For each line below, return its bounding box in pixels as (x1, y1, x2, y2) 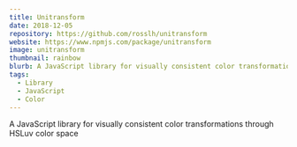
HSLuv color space (9, 129, 79, 139)
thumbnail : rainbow (9, 54, 81, 62)
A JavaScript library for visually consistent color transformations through (9, 119, 274, 129)
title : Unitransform (9, 12, 86, 22)
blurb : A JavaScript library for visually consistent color (9, 62, 236, 71)
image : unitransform (9, 46, 86, 55)
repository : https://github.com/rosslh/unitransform (9, 29, 208, 38)
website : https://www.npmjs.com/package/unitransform (9, 37, 212, 47)
